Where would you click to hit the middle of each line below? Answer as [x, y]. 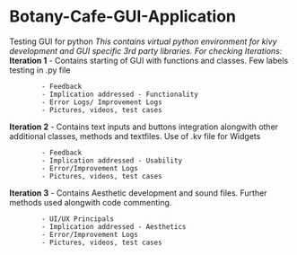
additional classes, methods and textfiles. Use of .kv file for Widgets [135, 136]
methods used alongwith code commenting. [91, 202]
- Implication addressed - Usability [112, 160]
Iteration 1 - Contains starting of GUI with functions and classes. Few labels [149, 60]
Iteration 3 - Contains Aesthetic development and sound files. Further [138, 193]
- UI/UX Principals [78, 219]
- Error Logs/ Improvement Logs [102, 102]
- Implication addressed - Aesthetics [114, 226]
